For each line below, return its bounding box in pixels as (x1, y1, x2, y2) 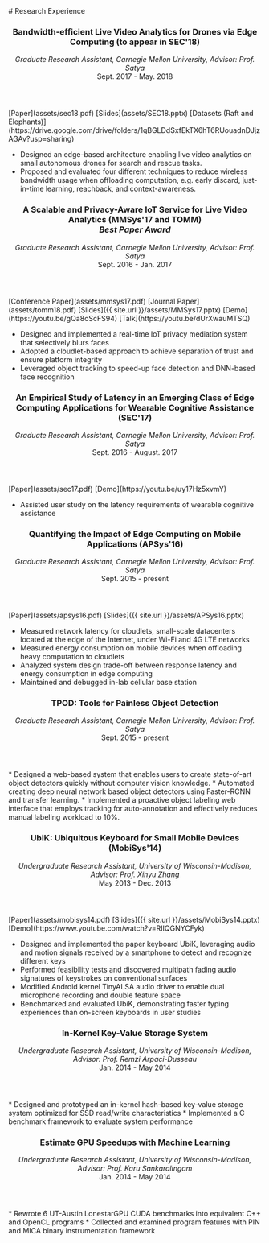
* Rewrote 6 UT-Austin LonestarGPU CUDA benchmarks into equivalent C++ (8, 1209, 261, 1219)
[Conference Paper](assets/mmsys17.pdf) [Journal (8, 296, 176, 306)
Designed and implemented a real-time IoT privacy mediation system (19, 328, 248, 339)
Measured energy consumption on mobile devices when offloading (19, 643, 243, 653)
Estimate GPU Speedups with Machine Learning (39, 1137, 230, 1148)
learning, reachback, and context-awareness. (45, 184, 197, 194)
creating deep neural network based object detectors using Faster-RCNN (8, 787, 251, 796)
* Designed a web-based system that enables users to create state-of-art (8, 770, 252, 779)
